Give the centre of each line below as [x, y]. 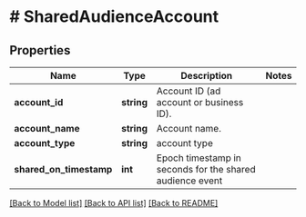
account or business [200, 102]
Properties [40, 50]
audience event [189, 181]
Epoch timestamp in [199, 158]
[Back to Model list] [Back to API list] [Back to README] [114, 203]
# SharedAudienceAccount [114, 17]
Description [207, 76]
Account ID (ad [189, 91]
